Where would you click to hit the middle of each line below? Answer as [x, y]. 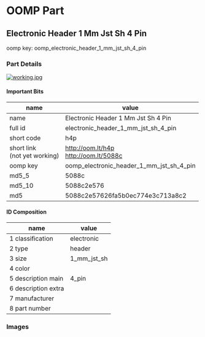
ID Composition [27, 212]
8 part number [30, 308]
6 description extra [37, 288]
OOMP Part [35, 11]
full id [17, 128]
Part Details [24, 64]
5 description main [37, 278]
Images [18, 327]
